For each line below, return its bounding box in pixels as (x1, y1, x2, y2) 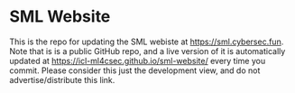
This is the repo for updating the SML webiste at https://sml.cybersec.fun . (9, 36, 284, 47)
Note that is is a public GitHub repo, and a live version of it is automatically (9, 45, 286, 56)
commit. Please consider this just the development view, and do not (9, 65, 261, 76)
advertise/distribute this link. (9, 74, 115, 85)
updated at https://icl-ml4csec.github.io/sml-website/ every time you (9, 55, 266, 66)
